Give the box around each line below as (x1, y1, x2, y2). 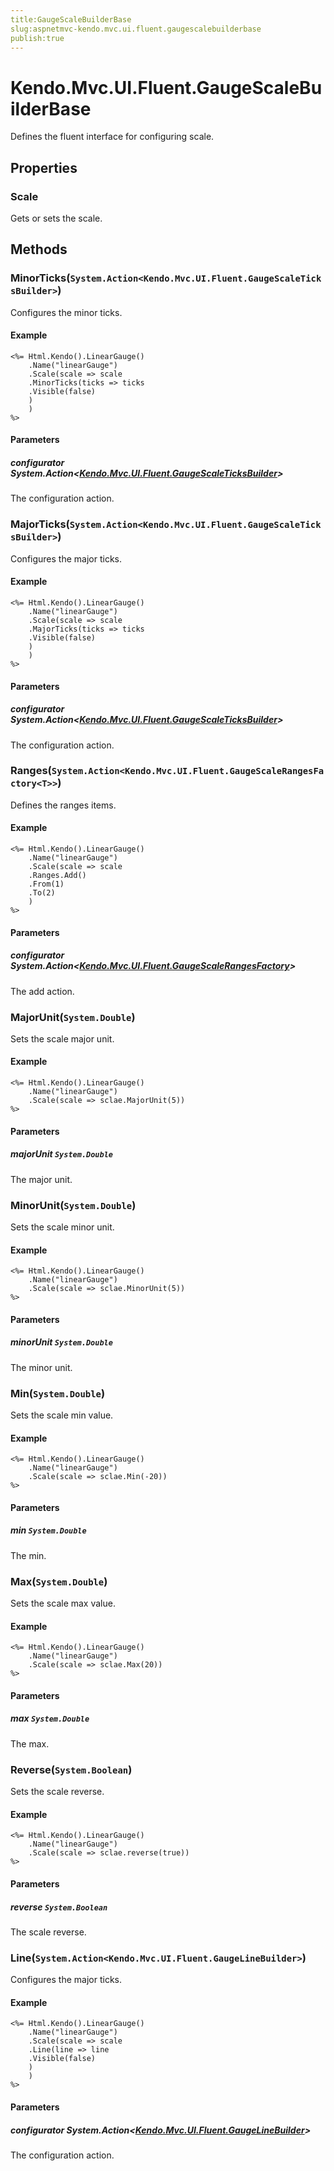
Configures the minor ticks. (10, 306, 123, 318)
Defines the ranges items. (10, 799, 117, 811)
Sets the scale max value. (10, 1597, 116, 1610)
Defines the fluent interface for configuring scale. (10, 131, 215, 143)
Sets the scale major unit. (10, 1032, 115, 1045)
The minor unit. (10, 1361, 73, 1373)
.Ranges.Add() (28, 871, 87, 881)
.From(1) (28, 879, 65, 890)
